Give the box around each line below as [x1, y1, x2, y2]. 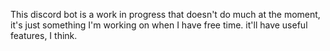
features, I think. [10, 30, 78, 41]
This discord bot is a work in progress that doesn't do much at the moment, [10, 9, 321, 20]
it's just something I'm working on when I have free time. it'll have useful [10, 19, 308, 31]
